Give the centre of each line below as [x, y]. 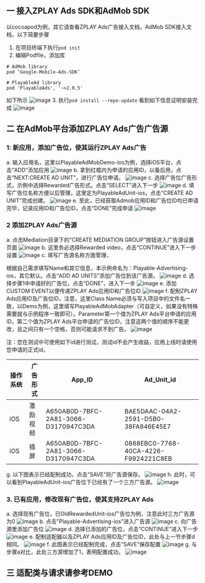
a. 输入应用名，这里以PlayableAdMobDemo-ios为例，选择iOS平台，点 [94, 162]
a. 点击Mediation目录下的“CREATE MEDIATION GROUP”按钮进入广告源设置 [100, 239]
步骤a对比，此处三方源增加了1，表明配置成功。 [65, 552]
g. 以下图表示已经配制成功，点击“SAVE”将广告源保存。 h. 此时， [98, 474]
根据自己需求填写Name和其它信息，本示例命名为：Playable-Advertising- [97, 268]
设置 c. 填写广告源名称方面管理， [59, 255]
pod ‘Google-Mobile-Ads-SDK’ [43, 72]
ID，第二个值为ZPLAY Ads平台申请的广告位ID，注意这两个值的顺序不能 [95, 321]
